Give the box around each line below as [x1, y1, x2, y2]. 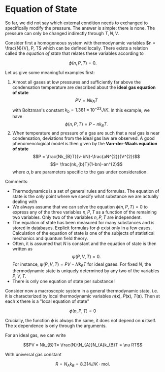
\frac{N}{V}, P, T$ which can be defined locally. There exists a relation [5, 45, 148, 51]
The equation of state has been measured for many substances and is [12, 219, 155, 225]
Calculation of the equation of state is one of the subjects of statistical [12, 230, 155, 236]
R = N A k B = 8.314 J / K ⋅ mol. [55, 361, 110, 368]
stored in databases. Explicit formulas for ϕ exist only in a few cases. [12, 225, 152, 231]
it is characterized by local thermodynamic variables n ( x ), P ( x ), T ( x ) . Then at [5, 293, 160, 299]
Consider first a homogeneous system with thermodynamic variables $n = [5, 40, 156, 45]
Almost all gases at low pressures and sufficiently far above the [12, 79, 141, 85]
